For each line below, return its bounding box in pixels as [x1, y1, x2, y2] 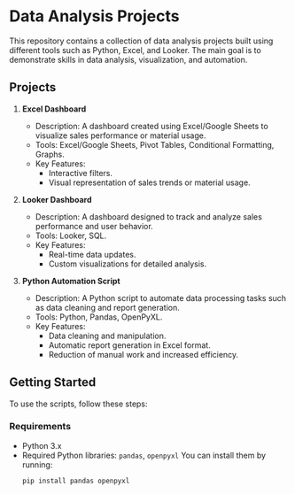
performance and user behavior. [35, 220, 153, 231]
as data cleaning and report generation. [35, 302, 180, 313]
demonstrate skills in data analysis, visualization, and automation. [9, 54, 248, 65]
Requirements [9, 421, 72, 433]
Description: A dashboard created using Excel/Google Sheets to [35, 120, 268, 131]
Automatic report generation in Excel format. [48, 339, 211, 351]
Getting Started [9, 374, 97, 390]
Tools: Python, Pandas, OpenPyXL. [35, 312, 163, 322]
